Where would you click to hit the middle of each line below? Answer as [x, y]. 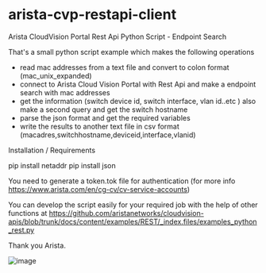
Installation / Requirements [52, 150]
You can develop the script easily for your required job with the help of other [133, 205]
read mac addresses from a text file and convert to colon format [124, 67]
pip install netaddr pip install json [62, 165]
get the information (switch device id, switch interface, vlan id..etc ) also [138, 101]
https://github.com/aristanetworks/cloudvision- [126, 213]
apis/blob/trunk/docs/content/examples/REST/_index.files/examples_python [133, 221]
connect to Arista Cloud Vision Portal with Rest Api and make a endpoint [138, 84]
